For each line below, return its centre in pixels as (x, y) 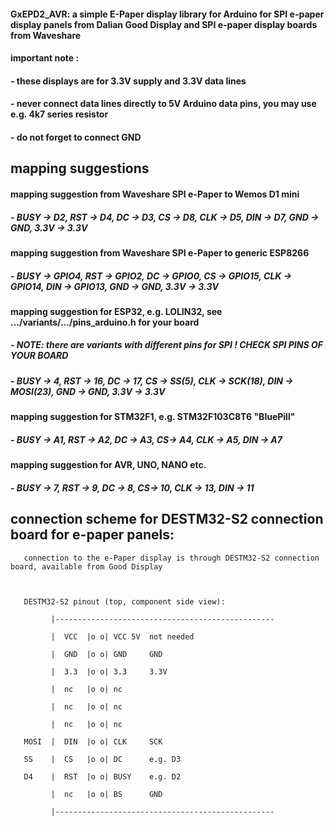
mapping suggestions (80, 168)
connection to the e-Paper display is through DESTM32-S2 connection (171, 558)
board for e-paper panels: (92, 535)
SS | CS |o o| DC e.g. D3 (102, 759)
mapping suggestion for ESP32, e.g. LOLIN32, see (116, 311)
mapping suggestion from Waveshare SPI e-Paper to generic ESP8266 (160, 252)
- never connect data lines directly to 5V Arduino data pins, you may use (163, 104)
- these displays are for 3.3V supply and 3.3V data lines (128, 81)
